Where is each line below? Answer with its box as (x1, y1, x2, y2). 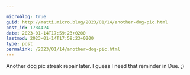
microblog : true (6, 13, 46, 19)
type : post (6, 41, 33, 47)
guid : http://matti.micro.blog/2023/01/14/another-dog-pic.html (6, 19, 168, 25)
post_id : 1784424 (6, 25, 49, 30)
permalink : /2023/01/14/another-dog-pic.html (6, 46, 120, 53)
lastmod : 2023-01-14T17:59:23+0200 (6, 36, 94, 42)
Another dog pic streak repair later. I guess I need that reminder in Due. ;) (6, 62, 185, 69)
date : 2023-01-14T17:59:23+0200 (6, 30, 86, 36)
